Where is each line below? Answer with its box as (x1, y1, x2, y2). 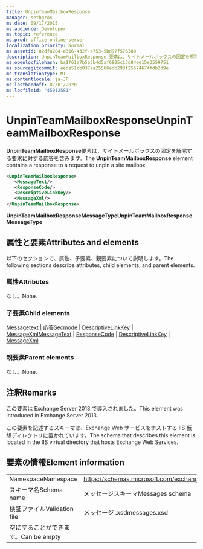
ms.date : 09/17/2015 (6, 20, 59, 26)
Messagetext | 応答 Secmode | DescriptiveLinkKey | (6, 324, 134, 331)
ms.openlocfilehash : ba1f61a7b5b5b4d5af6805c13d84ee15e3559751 (6, 59, 169, 65)
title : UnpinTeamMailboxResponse (6, 8, 91, 15)
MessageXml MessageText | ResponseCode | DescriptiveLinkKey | (6, 330, 170, 338)
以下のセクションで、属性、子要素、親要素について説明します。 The (6, 254, 174, 262)
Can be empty (21, 533, 61, 541)
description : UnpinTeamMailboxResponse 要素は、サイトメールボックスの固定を (6, 54, 190, 60)
